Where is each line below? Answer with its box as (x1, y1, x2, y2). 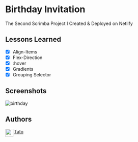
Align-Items (12, 48, 37, 54)
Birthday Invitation (5, 4, 86, 15)
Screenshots (5, 87, 47, 95)
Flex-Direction (12, 54, 43, 61)
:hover (12, 60, 26, 66)
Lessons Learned (5, 35, 61, 44)
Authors (5, 115, 32, 124)
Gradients (12, 66, 34, 72)
